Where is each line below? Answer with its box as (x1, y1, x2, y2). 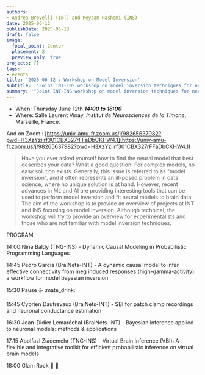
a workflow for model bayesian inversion (6, 274, 109, 281)
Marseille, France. (15, 118, 60, 125)
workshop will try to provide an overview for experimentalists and (21, 213, 186, 220)
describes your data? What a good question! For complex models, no (21, 161, 195, 168)
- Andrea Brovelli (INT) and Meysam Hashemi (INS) (6, 15, 138, 21)
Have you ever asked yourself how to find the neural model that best (21, 154, 194, 162)
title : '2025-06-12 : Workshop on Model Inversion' (6, 77, 140, 83)
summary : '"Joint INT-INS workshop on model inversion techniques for (6, 88, 190, 95)
